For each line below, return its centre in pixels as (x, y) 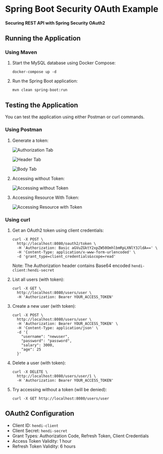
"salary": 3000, (38, 345)
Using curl (18, 219)
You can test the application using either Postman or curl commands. (75, 117)
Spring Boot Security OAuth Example (82, 9)
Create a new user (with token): (44, 306)
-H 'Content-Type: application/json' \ (57, 328)
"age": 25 (31, 349)
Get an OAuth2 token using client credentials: (58, 230)
